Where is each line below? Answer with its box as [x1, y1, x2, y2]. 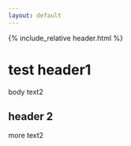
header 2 [8, 110, 54, 123]
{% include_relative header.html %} [8, 33, 124, 43]
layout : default [8, 11, 62, 20]
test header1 [8, 61, 92, 79]
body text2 [8, 87, 43, 96]
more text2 [8, 131, 44, 140]
